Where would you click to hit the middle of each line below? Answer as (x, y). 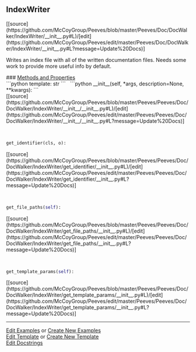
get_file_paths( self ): (34, 207)
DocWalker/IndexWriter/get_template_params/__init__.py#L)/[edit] (85, 295)
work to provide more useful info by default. (59, 66)
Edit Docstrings (24, 343)
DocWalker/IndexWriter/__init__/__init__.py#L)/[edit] (67, 108)
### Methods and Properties (41, 77)
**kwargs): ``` (22, 89)
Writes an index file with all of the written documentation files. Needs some (96, 60)
